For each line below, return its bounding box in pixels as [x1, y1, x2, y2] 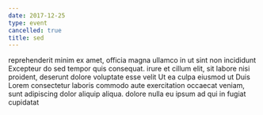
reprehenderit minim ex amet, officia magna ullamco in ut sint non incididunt [8, 56, 257, 65]
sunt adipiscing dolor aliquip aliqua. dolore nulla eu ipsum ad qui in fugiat [8, 89, 246, 99]
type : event [8, 19, 48, 27]
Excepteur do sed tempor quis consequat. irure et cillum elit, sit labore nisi [8, 64, 250, 74]
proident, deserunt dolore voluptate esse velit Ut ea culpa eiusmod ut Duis [8, 72, 251, 82]
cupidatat [8, 98, 40, 107]
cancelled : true [8, 26, 62, 34]
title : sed [8, 33, 44, 42]
